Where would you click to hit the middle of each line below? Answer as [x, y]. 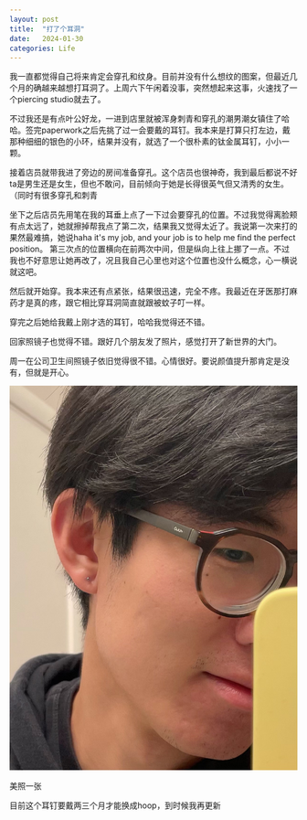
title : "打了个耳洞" [47, 29]
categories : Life [42, 48]
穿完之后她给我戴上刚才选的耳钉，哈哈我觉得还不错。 [110, 322]
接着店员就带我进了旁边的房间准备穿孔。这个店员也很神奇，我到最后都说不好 [153, 173]
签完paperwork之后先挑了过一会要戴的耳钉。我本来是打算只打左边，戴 [158, 130]
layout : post [34, 19]
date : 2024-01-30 [47, 38]
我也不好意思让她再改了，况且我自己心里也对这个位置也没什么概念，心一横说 [153, 261]
